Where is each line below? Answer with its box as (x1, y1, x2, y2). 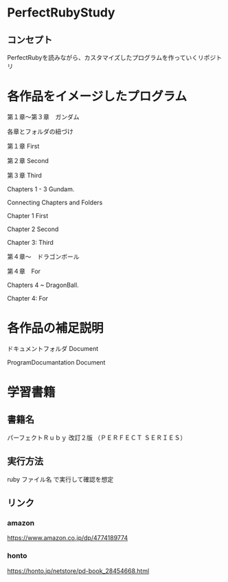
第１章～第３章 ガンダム (7, 112, 80, 121)
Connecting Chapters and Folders (7, 198, 103, 206)
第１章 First (7, 142, 40, 150)
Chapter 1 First (7, 211, 49, 219)
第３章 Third (7, 171, 43, 180)
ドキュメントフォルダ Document (7, 344, 98, 352)
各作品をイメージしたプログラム (7, 89, 187, 105)
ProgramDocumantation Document (7, 358, 106, 366)
